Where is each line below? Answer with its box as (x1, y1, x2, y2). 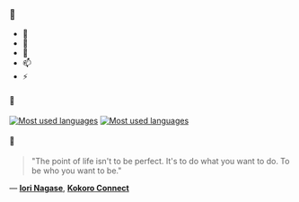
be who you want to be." (31, 165, 122, 176)
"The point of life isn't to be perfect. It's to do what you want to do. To (31, 155, 290, 166)
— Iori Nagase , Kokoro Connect (9, 182, 130, 193)
